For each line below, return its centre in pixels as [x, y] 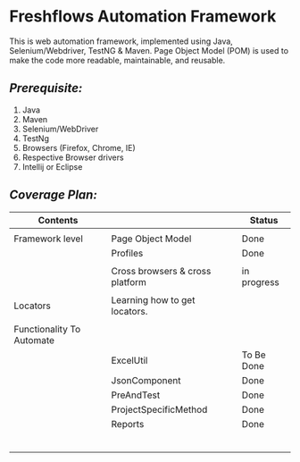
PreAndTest [136, 395]
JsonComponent [146, 380]
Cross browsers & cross [161, 271]
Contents [58, 220]
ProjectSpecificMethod [159, 409]
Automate [34, 340]
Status [264, 220]
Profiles [127, 253]
